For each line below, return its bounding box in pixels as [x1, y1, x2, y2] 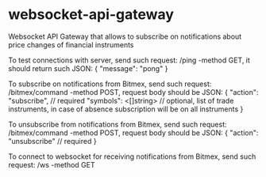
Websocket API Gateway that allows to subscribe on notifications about [8, 32, 242, 41]
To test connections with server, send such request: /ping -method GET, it [8, 55, 250, 65]
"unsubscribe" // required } [8, 136, 97, 145]
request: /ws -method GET [8, 160, 95, 169]
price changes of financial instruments [8, 40, 134, 49]
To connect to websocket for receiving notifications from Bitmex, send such [8, 152, 256, 161]
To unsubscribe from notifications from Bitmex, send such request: [8, 119, 228, 129]
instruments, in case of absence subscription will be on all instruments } [8, 104, 244, 114]
